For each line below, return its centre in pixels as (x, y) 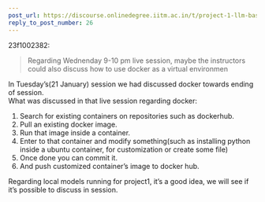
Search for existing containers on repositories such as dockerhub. (127, 116)
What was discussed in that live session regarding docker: (103, 101)
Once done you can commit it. (69, 157)
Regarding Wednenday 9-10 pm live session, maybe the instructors (136, 61)
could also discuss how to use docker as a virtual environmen (128, 68)
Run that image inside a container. (75, 132)
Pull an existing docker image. (68, 124)
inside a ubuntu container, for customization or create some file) (124, 149)
